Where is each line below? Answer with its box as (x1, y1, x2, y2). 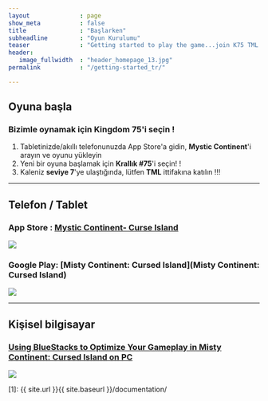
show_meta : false (8, 19, 105, 27)
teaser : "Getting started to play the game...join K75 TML (8, 41, 259, 49)
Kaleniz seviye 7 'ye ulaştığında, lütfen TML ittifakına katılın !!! (19, 167, 221, 177)
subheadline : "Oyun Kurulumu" (8, 33, 141, 42)
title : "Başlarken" (8, 26, 127, 34)
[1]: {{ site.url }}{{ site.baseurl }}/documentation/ (8, 384, 167, 395)
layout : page (8, 11, 102, 20)
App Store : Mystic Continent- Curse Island (8, 222, 179, 233)
